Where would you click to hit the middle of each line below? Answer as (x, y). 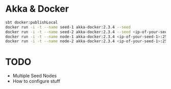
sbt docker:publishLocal (32, 22)
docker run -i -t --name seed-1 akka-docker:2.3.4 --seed (68, 27)
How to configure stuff (36, 81)
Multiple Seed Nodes (35, 76)
